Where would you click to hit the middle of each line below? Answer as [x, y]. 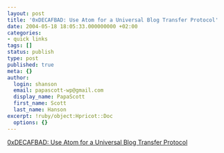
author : [18, 78]
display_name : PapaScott [49, 97]
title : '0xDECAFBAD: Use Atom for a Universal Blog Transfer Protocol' [113, 20]
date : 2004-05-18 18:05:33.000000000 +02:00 [72, 26]
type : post [23, 59]
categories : [24, 33]
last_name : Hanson [40, 110]
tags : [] [20, 45]
